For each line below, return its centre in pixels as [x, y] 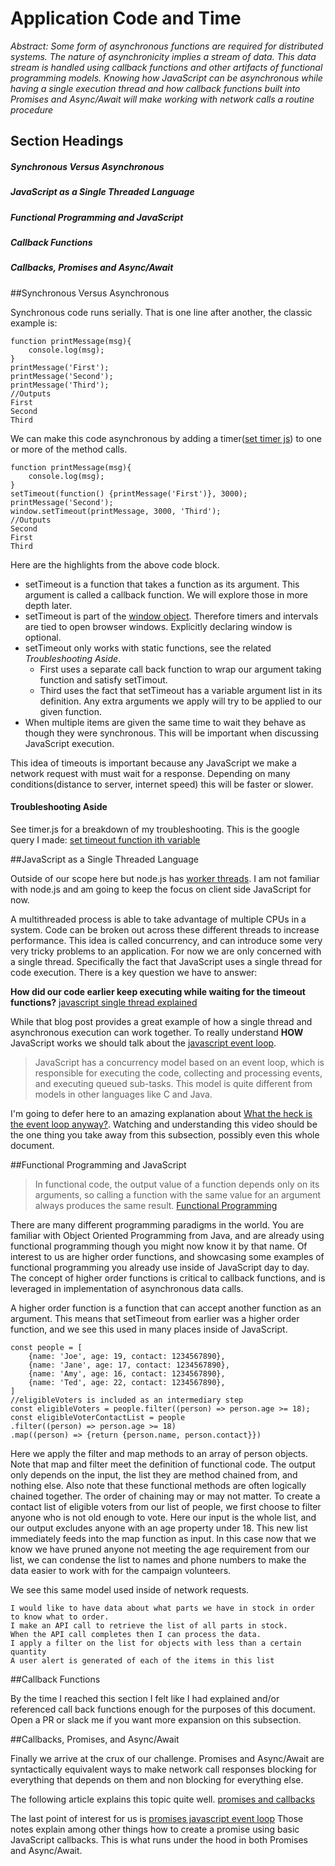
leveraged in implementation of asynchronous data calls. [127, 1288]
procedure [32, 109]
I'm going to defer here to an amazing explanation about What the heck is [161, 1113]
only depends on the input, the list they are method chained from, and [154, 1475]
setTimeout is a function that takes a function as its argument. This [162, 584]
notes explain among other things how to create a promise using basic [155, 1829]
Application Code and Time [126, 18]
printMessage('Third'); [60, 385]
